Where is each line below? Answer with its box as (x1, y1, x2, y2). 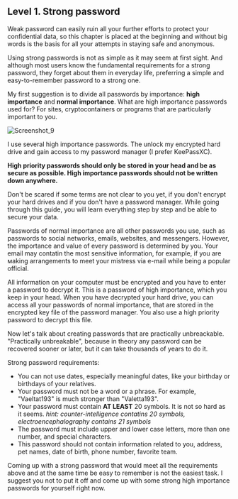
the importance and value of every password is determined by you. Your (7, 241, 218, 250)
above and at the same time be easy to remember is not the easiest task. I (7, 468, 223, 477)
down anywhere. (7, 176, 58, 185)
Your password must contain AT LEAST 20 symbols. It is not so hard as (17, 402, 226, 410)
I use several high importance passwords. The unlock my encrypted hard (7, 140, 221, 148)
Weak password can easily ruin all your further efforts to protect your (7, 24, 209, 33)
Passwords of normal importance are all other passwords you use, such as (7, 226, 225, 235)
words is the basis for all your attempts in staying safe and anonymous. (7, 39, 215, 48)
